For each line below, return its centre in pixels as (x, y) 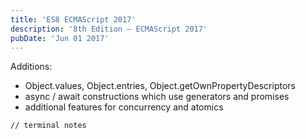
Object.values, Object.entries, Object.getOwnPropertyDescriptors (160, 86)
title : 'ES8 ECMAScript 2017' (73, 19)
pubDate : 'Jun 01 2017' (60, 38)
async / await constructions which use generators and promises (157, 97)
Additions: (31, 67)
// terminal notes (48, 126)
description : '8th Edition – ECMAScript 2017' (109, 29)
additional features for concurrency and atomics (124, 107)
